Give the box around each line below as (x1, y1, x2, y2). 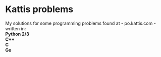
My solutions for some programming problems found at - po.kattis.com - (5, 20, 156, 26)
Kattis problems (5, 4, 74, 15)
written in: (5, 25, 26, 31)
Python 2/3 (5, 31, 29, 37)
